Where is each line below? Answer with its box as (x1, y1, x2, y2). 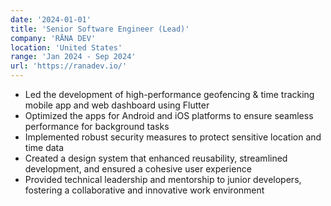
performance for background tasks (24, 121, 170, 132)
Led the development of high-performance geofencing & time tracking (24, 89, 315, 100)
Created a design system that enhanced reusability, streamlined (24, 152, 288, 164)
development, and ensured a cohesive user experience (24, 163, 252, 175)
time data (24, 142, 65, 153)
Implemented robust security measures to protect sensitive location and (24, 131, 322, 143)
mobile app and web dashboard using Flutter (24, 99, 210, 111)
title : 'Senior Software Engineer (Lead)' (10, 24, 190, 34)
